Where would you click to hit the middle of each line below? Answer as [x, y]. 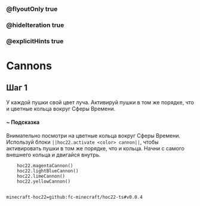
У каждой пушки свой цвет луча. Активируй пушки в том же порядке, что [100, 102]
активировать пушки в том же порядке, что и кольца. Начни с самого [96, 148]
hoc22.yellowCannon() [44, 181]
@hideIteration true [35, 25]
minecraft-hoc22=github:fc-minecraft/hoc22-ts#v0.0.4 [75, 197]
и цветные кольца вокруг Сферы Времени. [61, 108]
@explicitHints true [35, 41]
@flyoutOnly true [32, 9]
